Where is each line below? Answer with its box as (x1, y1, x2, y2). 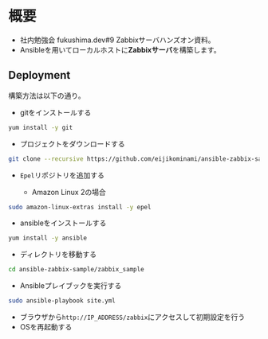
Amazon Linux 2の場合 (31, 187, 106, 197)
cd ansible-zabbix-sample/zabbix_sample (8, 266, 145, 274)
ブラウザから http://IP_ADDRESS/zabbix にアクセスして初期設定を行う (19, 312, 246, 321)
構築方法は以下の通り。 (8, 91, 85, 100)
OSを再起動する (19, 322, 73, 331)
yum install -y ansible (8, 234, 88, 243)
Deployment (8, 68, 71, 82)
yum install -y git (8, 123, 73, 131)
